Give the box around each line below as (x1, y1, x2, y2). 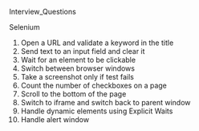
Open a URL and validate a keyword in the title (20, 38, 174, 47)
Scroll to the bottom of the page (20, 89, 127, 99)
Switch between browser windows (20, 63, 136, 73)
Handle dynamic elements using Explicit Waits (20, 106, 173, 116)
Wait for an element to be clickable (20, 55, 136, 64)
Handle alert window (20, 115, 90, 124)
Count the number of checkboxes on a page (20, 80, 168, 90)
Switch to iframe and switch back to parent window (20, 98, 191, 107)
